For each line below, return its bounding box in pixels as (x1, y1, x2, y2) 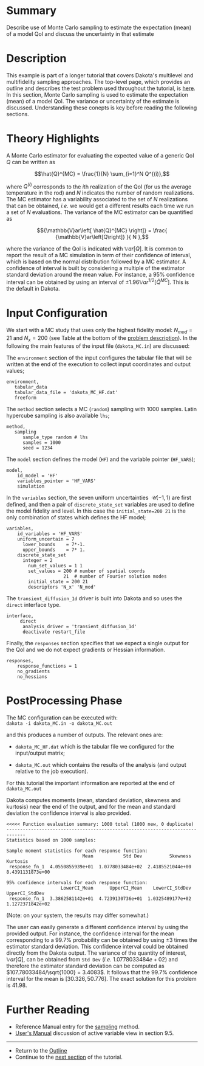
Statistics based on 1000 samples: (6, 837, 97, 843)
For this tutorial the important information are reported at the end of (6, 779, 175, 786)
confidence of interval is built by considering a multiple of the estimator (6, 265, 185, 272)
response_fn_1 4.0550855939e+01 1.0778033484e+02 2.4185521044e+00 (8, 864, 191, 870)
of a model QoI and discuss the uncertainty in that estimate (6, 30, 154, 37)
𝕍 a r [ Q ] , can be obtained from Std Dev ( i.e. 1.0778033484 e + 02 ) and (6, 955, 178, 963)
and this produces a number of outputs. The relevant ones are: (6, 731, 163, 738)
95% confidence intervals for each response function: (6, 879, 148, 885)
